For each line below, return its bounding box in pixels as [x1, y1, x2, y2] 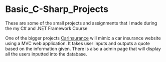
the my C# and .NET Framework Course [5, 25, 88, 31]
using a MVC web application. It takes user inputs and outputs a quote [5, 40, 150, 46]
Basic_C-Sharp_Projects [5, 3, 109, 15]
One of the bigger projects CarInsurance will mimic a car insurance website [5, 35, 161, 41]
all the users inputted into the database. [5, 51, 87, 57]
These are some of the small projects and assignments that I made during [5, 20, 157, 26]
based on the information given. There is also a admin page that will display [5, 45, 161, 51]
